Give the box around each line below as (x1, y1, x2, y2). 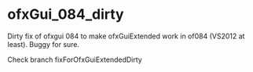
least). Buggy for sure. (7, 39, 80, 49)
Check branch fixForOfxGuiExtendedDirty (7, 55, 142, 64)
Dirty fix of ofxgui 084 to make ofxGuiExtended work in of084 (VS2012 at (7, 31, 245, 41)
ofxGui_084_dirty (7, 5, 124, 23)
